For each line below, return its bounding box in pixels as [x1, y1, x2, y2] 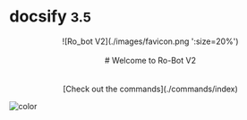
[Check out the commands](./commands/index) [62, 83, 239, 94]
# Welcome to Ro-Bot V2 [104, 55, 197, 65]
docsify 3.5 [9, 6, 91, 27]
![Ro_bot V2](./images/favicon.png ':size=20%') [62, 36, 239, 47]
